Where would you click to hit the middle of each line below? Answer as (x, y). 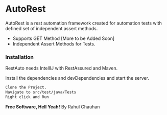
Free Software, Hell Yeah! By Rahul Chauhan (53, 107)
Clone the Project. (26, 87)
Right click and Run (27, 97)
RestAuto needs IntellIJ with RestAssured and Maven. (62, 68)
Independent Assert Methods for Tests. (54, 43)
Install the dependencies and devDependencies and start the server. (77, 78)
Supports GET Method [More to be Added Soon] (64, 38)
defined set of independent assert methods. (52, 28)
